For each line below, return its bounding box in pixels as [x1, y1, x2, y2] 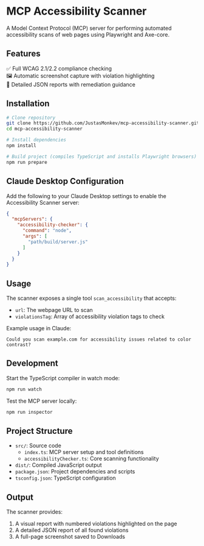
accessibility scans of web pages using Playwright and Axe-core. [6, 30, 170, 38]
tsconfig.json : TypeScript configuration [15, 474, 117, 482]
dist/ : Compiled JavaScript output [15, 461, 102, 469]
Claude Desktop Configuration [6, 176, 124, 186]
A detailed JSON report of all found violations [15, 526, 129, 534]
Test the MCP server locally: [6, 397, 77, 405]
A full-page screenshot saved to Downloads [15, 533, 126, 541]
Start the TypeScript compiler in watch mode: [6, 374, 120, 381]
